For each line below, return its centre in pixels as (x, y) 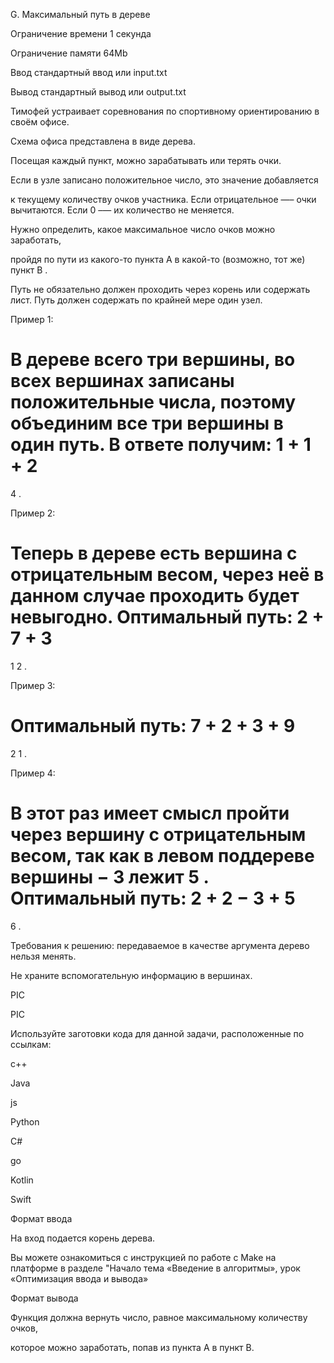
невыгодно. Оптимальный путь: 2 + (167, 617)
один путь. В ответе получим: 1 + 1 (161, 445)
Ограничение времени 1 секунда (81, 33)
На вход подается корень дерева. (83, 1238)
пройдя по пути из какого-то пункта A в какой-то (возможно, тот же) (158, 259)
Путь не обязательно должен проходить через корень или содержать (160, 289)
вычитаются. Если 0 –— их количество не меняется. (122, 210)
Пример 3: (33, 685)
